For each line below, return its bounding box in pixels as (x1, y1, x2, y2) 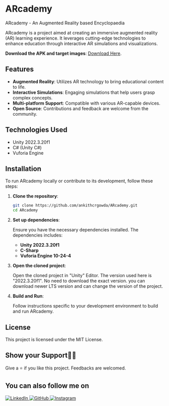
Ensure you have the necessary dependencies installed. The (12, 227, 139, 233)
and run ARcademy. (12, 308, 54, 315)
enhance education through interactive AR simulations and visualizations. (5, 40, 158, 46)
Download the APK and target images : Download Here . (5, 50, 122, 56)
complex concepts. (12, 94, 53, 100)
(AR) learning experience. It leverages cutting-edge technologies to (5, 35, 146, 41)
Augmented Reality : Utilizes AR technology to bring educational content (12, 78, 164, 84)
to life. (12, 84, 26, 90)
